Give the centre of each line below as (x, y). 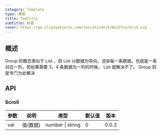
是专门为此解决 (20, 73)
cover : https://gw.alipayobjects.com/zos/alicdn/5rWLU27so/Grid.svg (76, 28)
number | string (63, 125)
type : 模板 (15, 14)
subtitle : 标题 (20, 23)
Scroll (12, 102)
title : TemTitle (21, 18)
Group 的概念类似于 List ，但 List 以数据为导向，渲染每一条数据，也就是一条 (81, 60)
